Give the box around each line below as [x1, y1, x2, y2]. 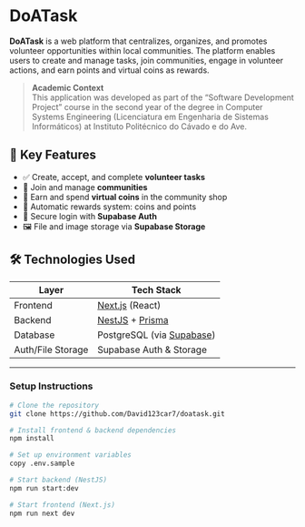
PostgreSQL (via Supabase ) [96, 329, 216, 341]
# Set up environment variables [9, 451, 132, 460]
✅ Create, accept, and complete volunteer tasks [22, 171, 206, 182]
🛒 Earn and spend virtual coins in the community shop [22, 191, 228, 202]
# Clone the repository [9, 400, 100, 410]
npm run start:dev [9, 483, 79, 492]
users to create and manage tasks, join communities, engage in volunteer [9, 55, 284, 66]
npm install [9, 434, 54, 443]
